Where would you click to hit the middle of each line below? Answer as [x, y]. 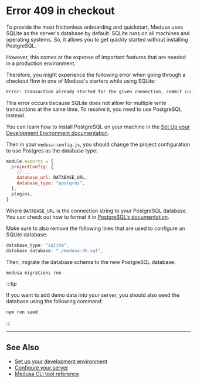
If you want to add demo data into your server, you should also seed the [93, 295]
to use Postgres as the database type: [52, 150]
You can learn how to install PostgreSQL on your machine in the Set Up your [98, 127]
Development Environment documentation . [58, 133]
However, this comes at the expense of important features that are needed [96, 57]
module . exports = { [30, 161]
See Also [23, 347]
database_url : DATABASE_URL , [52, 178]
